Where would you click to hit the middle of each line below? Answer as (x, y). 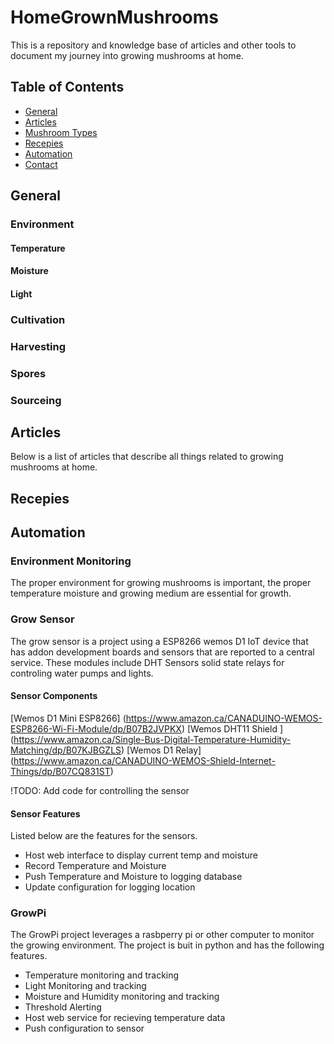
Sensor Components (54, 696)
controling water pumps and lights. (82, 673)
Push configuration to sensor (84, 1028)
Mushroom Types (61, 132)
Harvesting (38, 346)
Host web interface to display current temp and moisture (141, 855)
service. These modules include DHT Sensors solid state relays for (147, 662)
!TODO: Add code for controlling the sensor (100, 790)
